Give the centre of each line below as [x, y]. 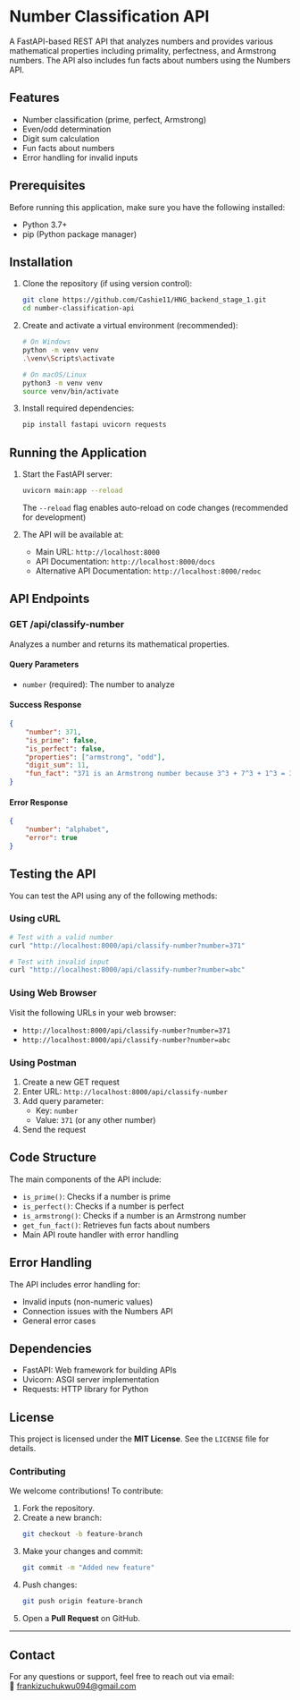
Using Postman [43, 1062]
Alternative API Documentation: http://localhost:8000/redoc [148, 571]
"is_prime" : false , [62, 740]
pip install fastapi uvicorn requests [94, 425]
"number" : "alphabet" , [67, 829]
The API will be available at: [73, 534]
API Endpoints [50, 599]
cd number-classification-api [79, 309]
